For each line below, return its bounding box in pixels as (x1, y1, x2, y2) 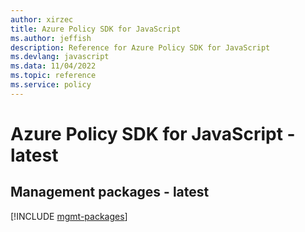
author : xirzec (10, 14, 74, 25)
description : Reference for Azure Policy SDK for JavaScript (10, 42, 271, 53)
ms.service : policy (10, 80, 92, 90)
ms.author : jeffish (10, 33, 92, 43)
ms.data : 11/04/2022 (10, 61, 97, 71)
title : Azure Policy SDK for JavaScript (10, 24, 182, 34)
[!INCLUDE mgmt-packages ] (10, 210, 128, 222)
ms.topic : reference (10, 71, 97, 81)
